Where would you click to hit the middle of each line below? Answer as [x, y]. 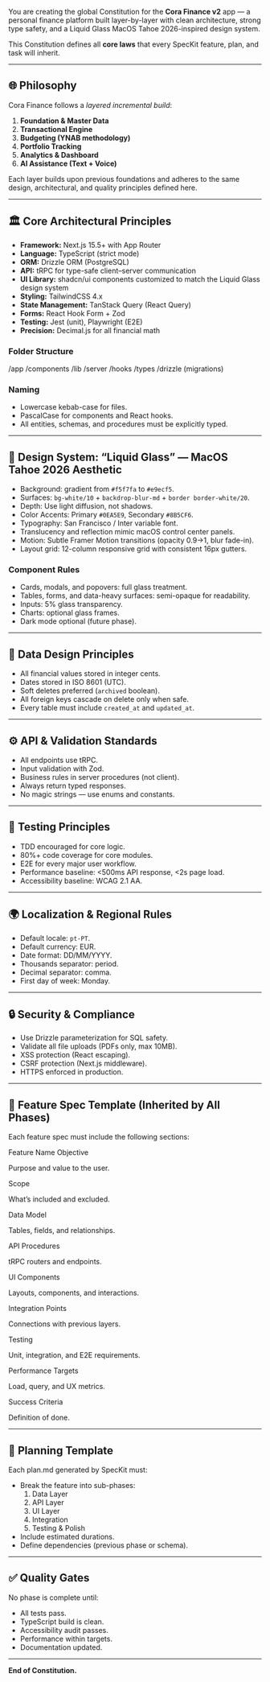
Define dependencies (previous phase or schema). [104, 1545]
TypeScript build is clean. [62, 1622]
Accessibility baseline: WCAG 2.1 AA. [81, 880]
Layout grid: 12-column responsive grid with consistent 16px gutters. [133, 549]
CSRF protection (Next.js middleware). [83, 1064]
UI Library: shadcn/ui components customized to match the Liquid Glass [140, 279]
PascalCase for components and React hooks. [96, 416]
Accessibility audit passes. [64, 1630]
